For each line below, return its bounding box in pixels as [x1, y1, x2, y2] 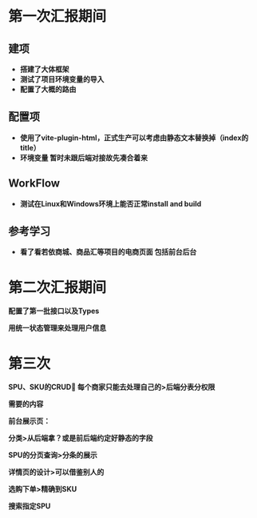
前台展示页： [8, 416, 50, 426]
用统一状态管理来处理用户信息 [8, 323, 106, 333]
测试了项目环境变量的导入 [19, 74, 105, 84]
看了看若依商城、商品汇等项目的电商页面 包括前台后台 [19, 247, 197, 257]
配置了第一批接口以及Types [8, 306, 100, 316]
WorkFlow [8, 177, 61, 191]
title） [19, 143, 42, 152]
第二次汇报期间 [8, 278, 107, 296]
